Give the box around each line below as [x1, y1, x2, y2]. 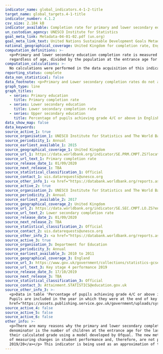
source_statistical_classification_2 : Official [5, 224, 103, 229]
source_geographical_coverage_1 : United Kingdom [5, 147, 105, 152]
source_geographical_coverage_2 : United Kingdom [5, 201, 105, 207]
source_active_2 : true [5, 183, 51, 188]
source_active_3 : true [5, 238, 51, 243]
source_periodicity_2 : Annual [5, 193, 66, 197]
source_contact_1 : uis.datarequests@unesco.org [5, 175, 103, 179]
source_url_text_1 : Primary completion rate [5, 156, 97, 161]
